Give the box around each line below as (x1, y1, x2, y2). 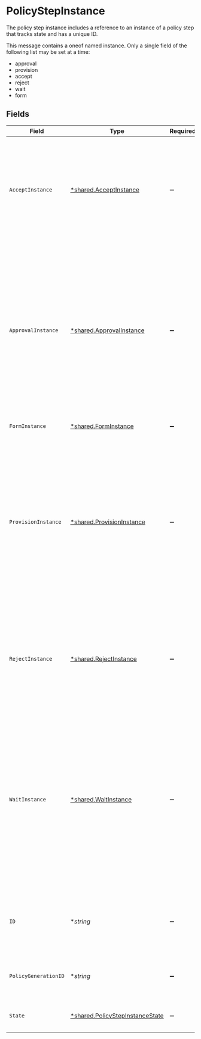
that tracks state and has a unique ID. (6, 30, 98, 37)
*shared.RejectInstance (70, 654, 138, 663)
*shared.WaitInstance (70, 795, 132, 803)
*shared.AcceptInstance (70, 186, 139, 194)
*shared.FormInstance (70, 422, 134, 430)
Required (169, 127, 196, 135)
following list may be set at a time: (6, 48, 90, 55)
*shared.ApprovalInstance (70, 326, 145, 335)
